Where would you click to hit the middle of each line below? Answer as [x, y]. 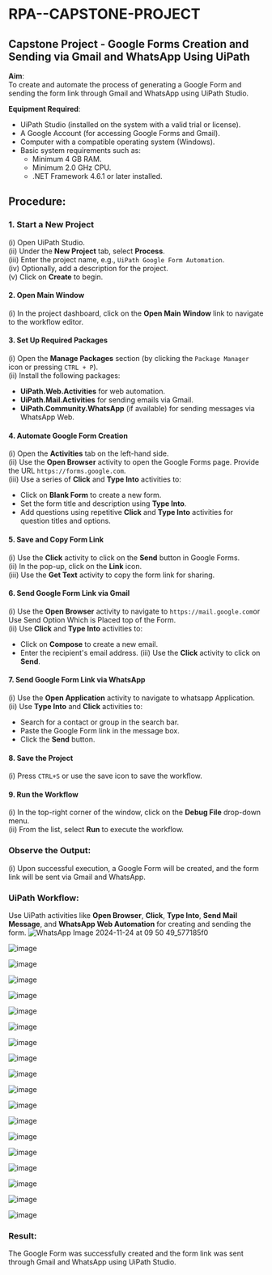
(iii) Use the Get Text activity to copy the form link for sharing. [112, 575]
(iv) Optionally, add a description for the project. [88, 268]
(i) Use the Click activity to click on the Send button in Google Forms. [124, 557]
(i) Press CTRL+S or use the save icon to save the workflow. [105, 776]
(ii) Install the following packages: [64, 376]
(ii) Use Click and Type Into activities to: [76, 628]
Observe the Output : [50, 851]
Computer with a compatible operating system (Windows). [117, 142]
